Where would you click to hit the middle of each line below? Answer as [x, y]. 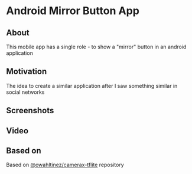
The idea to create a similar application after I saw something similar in [92, 86]
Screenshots [30, 111]
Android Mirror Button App [73, 11]
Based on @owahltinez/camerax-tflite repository [65, 165]
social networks [25, 92]
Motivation [27, 72]
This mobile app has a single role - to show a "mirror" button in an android [96, 47]
